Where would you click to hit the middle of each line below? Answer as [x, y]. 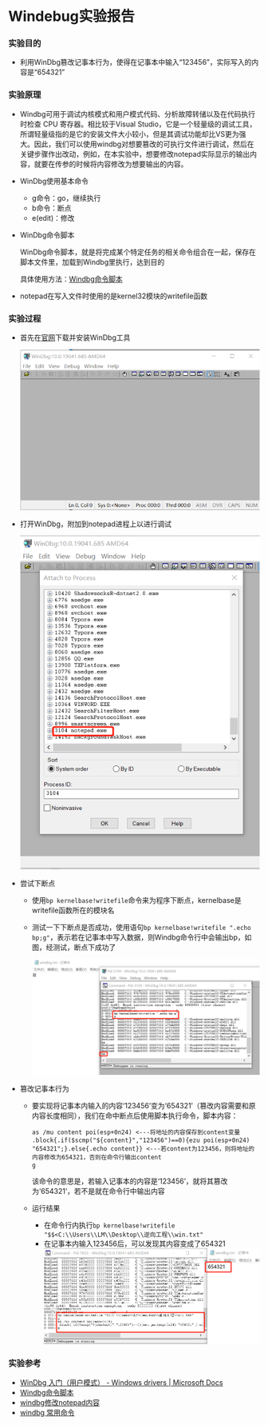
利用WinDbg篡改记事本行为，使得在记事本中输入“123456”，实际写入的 [136, 62]
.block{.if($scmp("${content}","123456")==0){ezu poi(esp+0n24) [141, 1140]
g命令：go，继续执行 [66, 198]
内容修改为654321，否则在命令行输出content [97, 1158]
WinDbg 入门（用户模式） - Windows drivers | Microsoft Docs [121, 1382]
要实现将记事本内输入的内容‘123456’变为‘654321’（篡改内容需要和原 [144, 1106]
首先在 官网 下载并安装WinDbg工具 [75, 337]
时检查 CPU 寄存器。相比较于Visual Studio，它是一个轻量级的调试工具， [138, 124]
